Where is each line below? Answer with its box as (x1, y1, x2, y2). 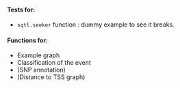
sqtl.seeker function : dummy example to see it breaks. (16, 20, 175, 29)
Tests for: (7, 5, 36, 14)
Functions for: (7, 36, 49, 44)
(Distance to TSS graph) (16, 73, 86, 81)
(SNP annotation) (16, 65, 66, 74)
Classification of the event (16, 59, 91, 67)
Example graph (16, 51, 60, 59)
